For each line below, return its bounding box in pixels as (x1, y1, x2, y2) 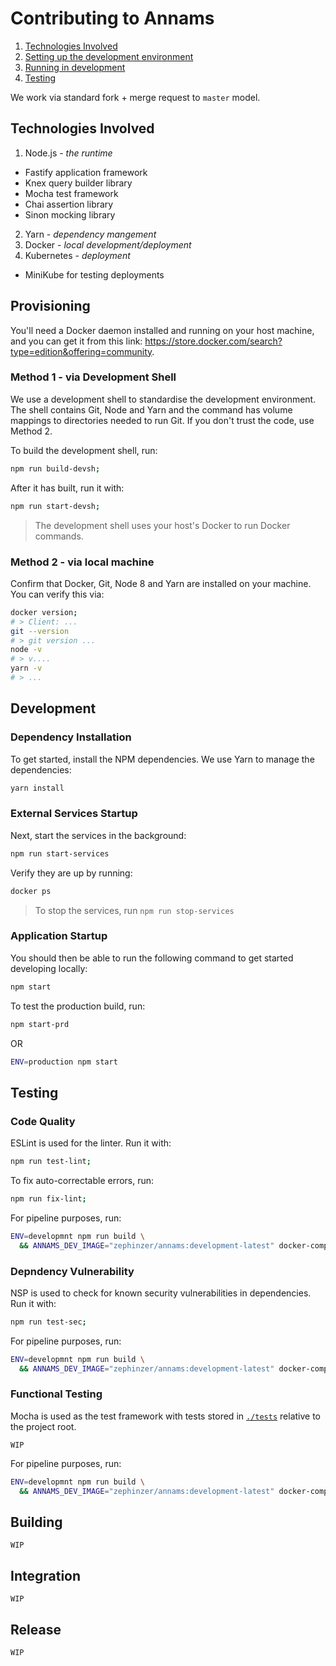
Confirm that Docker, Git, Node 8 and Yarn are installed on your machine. (10, 577, 312, 589)
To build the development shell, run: (10, 444, 158, 456)
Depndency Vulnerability (10, 1264, 135, 1278)
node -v (10, 645, 43, 655)
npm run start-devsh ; (10, 501, 101, 511)
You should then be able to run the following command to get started (10, 952, 294, 964)
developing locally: (10, 962, 88, 974)
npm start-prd (10, 1019, 70, 1029)
